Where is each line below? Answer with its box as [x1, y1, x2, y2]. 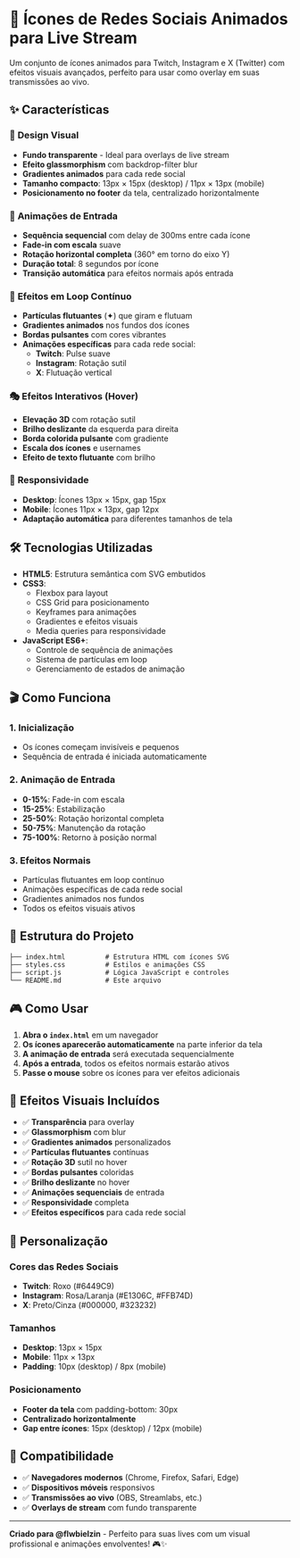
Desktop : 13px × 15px [21, 1342, 103, 1353]
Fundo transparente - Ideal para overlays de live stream [21, 149, 229, 160]
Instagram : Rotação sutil [35, 358, 127, 369]
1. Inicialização [9, 721, 74, 734]
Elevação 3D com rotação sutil [21, 413, 136, 424]
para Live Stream [9, 28, 138, 48]
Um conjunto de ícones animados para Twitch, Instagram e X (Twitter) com [9, 57, 286, 68]
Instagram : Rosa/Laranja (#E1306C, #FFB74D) [21, 1290, 194, 1301]
